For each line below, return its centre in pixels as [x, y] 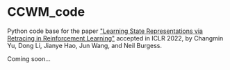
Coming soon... [29, 58]
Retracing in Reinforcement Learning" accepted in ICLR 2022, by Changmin [115, 38]
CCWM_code [46, 12]
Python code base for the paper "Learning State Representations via [105, 31]
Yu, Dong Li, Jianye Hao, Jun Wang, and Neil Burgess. [84, 45]
